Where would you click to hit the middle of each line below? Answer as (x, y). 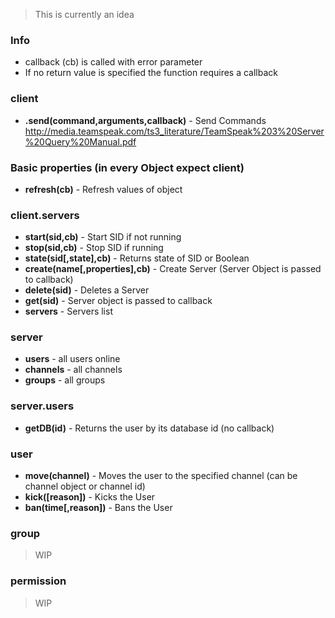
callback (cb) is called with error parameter (113, 62)
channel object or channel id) (85, 486)
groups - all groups (65, 380)
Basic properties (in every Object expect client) (127, 167)
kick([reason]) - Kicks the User (90, 497)
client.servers (45, 215)
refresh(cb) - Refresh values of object (103, 189)
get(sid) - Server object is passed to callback (118, 301)
